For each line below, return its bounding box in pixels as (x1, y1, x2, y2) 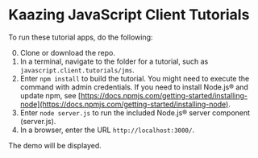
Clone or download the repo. (19, 48, 115, 57)
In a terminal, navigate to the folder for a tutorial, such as (19, 56, 209, 66)
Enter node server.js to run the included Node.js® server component (19, 107, 251, 118)
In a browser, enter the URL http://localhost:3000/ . (19, 125, 195, 135)
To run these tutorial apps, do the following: (8, 32, 153, 42)
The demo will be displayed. (8, 140, 102, 150)
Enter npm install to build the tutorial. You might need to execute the (19, 73, 250, 83)
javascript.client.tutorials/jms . (19, 64, 135, 74)
